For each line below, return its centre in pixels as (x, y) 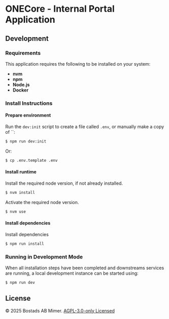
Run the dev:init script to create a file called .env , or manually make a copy (85, 127)
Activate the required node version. (42, 202)
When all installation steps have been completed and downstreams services (85, 268)
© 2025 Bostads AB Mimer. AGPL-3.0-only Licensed (60, 310)
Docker (21, 90)
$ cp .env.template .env (31, 160)
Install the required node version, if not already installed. (64, 183)
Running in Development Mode (44, 256)
